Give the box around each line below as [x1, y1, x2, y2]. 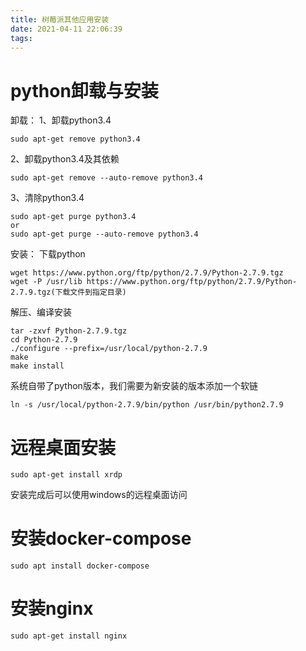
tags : [10, 33, 33, 43]
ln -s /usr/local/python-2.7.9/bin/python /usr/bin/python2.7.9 [10, 400, 284, 410]
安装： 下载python [10, 248, 86, 260]
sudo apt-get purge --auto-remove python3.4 [10, 229, 199, 240]
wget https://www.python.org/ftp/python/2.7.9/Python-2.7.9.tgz [10, 268, 284, 278]
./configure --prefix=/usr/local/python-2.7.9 [10, 344, 208, 354]
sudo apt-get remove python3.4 [10, 134, 141, 145]
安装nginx [10, 597, 94, 620]
